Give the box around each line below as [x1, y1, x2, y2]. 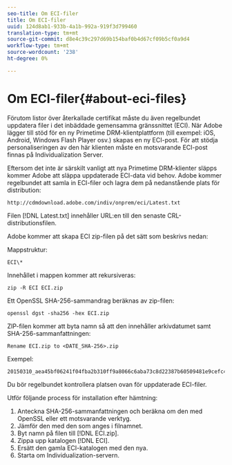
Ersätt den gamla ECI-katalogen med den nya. [17, 444, 148, 452]
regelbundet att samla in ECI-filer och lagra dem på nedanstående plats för [7, 178, 220, 187]
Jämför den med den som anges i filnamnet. [17, 421, 144, 430]
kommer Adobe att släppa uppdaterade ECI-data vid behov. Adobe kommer [7, 171, 222, 180]
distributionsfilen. [7, 218, 57, 227]
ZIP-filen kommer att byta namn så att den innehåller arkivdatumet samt [7, 322, 211, 330]
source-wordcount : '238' [7, 49, 79, 56]
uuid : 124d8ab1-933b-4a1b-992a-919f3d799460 [7, 23, 137, 30]
